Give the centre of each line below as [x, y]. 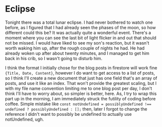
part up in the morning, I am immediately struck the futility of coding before [80, 98]
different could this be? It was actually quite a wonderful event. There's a [78, 32]
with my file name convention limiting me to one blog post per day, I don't [79, 88]
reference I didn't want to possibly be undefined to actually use [69, 114]
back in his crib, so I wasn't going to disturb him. [54, 58]
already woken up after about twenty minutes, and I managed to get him [77, 53]
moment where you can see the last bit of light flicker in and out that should [81, 38]
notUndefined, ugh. [25, 119]
